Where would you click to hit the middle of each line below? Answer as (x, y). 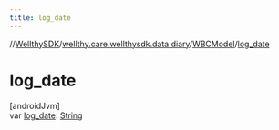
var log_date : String (46, 115)
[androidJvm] (35, 105)
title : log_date (40, 18)
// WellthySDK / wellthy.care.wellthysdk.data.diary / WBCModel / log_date (140, 44)
